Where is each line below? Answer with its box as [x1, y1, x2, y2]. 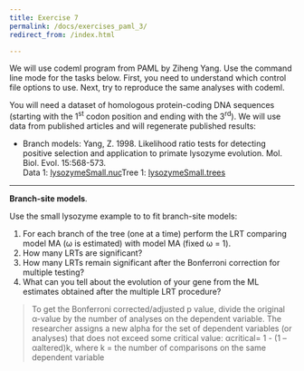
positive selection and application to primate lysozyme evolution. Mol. [22, 148, 283, 159]
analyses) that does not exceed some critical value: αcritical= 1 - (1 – [31, 333, 288, 344]
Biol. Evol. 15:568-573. [22, 158, 107, 169]
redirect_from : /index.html [9, 30, 116, 39]
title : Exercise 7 [9, 13, 79, 23]
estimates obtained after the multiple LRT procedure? [22, 287, 222, 298]
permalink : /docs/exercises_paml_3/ [9, 22, 147, 31]
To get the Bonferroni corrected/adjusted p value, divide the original [31, 304, 286, 315]
